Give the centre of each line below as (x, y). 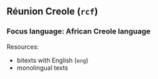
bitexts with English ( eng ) (52, 60)
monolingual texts (42, 67)
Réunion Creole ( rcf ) (52, 12)
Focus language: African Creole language (79, 31)
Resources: (23, 46)
